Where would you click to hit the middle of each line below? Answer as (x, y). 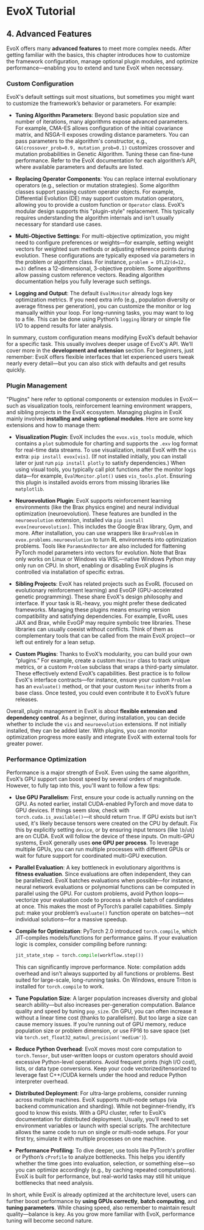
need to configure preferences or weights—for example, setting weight (104, 243)
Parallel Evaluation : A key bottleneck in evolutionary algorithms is (98, 867)
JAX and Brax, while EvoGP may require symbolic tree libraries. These (103, 622)
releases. (26, 699)
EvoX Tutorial (41, 11)
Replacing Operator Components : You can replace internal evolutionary (106, 179)
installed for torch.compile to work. (59, 986)
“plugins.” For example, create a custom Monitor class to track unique (102, 660)
